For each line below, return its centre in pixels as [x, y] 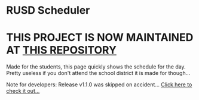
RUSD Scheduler [48, 10]
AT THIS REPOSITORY [61, 50]
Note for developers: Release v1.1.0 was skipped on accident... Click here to [99, 85]
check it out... [23, 91]
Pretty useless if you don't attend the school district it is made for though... [98, 73]
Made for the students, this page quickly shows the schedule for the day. [96, 67]
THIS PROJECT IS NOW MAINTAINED [100, 38]
